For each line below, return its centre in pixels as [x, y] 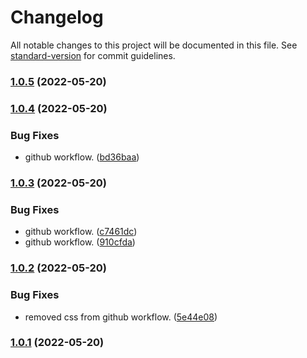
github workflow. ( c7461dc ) [81, 232]
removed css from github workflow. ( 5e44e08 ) [121, 317]
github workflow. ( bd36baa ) [82, 157]
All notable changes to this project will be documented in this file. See [154, 45]
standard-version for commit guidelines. [93, 55]
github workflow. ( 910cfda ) [80, 242]
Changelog [57, 17]
